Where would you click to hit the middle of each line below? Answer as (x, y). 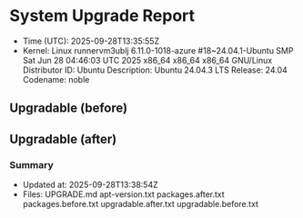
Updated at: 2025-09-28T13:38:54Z (90, 185)
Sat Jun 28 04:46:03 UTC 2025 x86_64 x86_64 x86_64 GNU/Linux (147, 60)
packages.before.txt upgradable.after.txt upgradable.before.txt (141, 204)
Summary (32, 164)
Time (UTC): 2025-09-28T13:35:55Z (91, 41)
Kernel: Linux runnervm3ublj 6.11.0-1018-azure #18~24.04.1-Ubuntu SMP (158, 50)
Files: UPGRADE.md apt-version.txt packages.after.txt (123, 194)
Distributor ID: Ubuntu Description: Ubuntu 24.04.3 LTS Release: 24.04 (155, 70)
